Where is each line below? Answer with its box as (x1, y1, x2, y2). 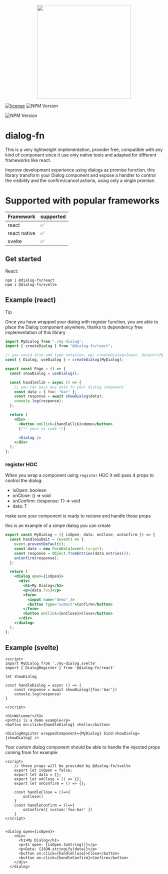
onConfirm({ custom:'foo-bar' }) (23, 807, 93, 812)
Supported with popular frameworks (5, 195, 160, 206)
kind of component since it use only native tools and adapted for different (5, 151, 156, 157)
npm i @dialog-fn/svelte (5, 282, 57, 287)
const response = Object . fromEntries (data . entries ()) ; (14, 550, 131, 556)
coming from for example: (5, 749, 58, 755)
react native (7, 229, 36, 236)
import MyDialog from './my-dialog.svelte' (5, 661, 97, 666)
